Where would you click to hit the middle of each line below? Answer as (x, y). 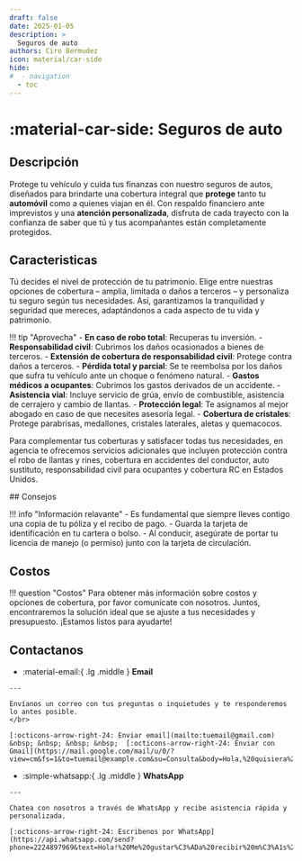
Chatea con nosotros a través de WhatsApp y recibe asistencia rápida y (148, 808)
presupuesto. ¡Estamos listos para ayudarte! (91, 621)
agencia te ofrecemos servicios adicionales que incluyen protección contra (148, 450)
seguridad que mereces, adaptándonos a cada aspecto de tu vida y (134, 311)
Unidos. (24, 479)
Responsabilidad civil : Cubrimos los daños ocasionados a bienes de (137, 347)
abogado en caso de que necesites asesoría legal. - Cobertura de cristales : (151, 414)
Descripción (44, 163)
